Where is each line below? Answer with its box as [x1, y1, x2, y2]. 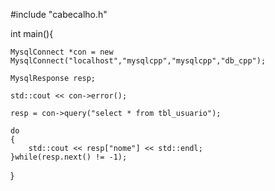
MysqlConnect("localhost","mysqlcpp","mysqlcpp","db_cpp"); [10, 56, 267, 66]
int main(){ [10, 28, 54, 39]
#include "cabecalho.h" [10, 9, 108, 20]
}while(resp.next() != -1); [10, 152, 128, 162]
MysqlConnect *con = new [10, 47, 114, 57]
